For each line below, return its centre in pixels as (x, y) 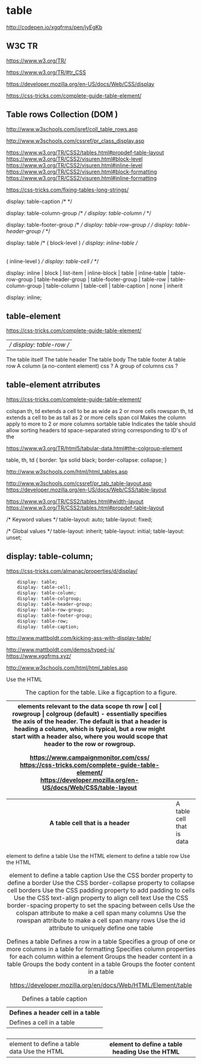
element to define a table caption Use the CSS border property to (101, 876)
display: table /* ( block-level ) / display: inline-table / (72, 243)
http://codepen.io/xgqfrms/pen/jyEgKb (54, 27)
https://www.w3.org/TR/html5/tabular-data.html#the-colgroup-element (94, 448)
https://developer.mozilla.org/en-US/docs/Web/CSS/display (80, 84)
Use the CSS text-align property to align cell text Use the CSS (101, 898)
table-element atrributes (54, 385)
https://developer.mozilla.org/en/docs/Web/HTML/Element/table (101, 985)
